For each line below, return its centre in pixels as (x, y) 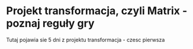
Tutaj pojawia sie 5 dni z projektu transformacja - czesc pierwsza (86, 40)
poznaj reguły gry (50, 23)
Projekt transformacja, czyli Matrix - (97, 11)
